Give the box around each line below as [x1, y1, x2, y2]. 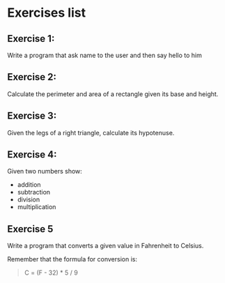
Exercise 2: [7, 71, 57, 83]
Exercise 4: [7, 148, 57, 161]
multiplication [17, 203, 56, 211]
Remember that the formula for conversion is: [7, 255, 138, 263]
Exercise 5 [7, 223, 54, 235]
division [17, 195, 40, 204]
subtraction [17, 188, 51, 197]
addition [17, 181, 41, 189]
